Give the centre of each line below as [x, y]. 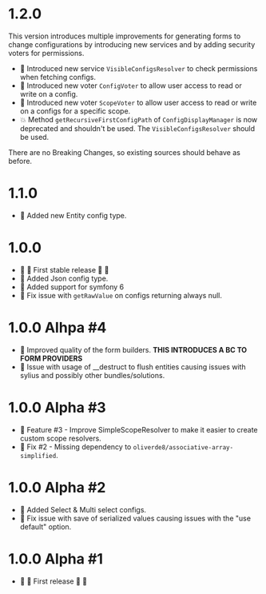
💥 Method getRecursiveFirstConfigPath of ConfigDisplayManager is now [139, 119]
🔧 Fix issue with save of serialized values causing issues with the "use [135, 518]
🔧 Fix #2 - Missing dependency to [75, 446]
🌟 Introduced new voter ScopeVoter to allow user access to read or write [138, 102]
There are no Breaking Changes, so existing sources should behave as [125, 152]
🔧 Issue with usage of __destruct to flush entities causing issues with [133, 367]
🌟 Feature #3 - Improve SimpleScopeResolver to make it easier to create [139, 429]
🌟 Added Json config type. [64, 278]
